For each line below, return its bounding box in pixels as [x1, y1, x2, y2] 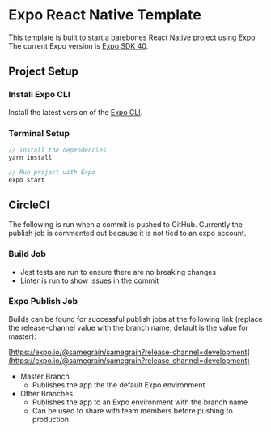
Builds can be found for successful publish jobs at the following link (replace [8, 314, 263, 323]
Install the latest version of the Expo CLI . [8, 107, 143, 117]
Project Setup [8, 65, 79, 79]
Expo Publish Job [8, 296, 78, 307]
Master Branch [19, 371, 70, 381]
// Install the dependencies [8, 146, 107, 154]
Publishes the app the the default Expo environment [32, 379, 205, 390]
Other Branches [19, 388, 74, 398]
